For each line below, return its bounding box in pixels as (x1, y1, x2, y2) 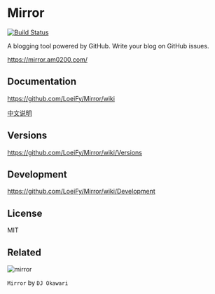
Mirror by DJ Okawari (7, 279, 69, 287)
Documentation (7, 76, 77, 88)
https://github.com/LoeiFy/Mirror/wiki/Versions (7, 148, 142, 156)
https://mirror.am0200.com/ (7, 55, 88, 64)
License (7, 207, 43, 219)
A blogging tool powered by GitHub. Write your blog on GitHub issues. (7, 41, 209, 50)
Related (7, 246, 42, 258)
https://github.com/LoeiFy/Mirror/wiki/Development (7, 187, 155, 196)
